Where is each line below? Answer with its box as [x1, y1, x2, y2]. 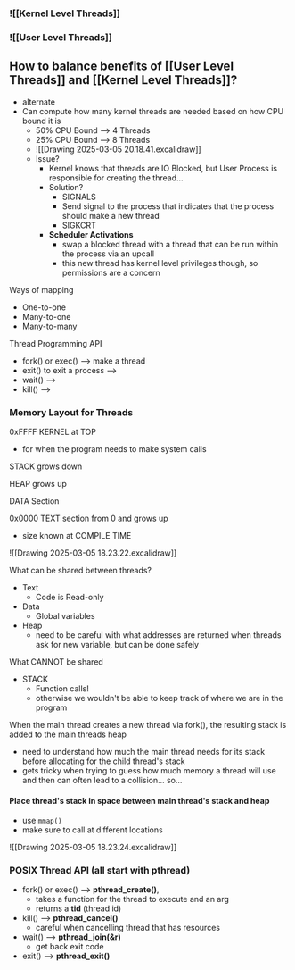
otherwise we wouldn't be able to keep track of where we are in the [35, 692, 283, 703]
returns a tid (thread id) [35, 903, 122, 914]
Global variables [35, 610, 95, 621]
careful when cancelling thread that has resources [35, 923, 221, 933]
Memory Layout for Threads [9, 406, 134, 418]
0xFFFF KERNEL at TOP [9, 426, 96, 437]
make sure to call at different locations [21, 824, 163, 835]
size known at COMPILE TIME [21, 530, 132, 540]
